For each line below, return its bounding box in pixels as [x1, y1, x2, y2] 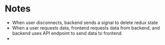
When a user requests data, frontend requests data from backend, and [12, 24, 160, 30]
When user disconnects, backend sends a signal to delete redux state [12, 19, 158, 25]
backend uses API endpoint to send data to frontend [12, 30, 122, 36]
